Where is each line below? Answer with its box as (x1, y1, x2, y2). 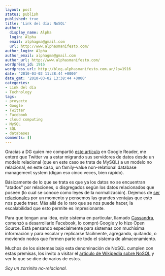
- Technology (5, 90, 32, 94)
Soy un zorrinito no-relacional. (5, 265, 67, 271)
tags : (5, 94, 16, 99)
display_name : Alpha (9, 30, 52, 35)
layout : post (5, 7, 32, 12)
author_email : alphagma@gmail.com (5, 53, 76, 58)
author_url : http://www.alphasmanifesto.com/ (5, 58, 100, 62)
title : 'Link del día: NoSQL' (5, 21, 67, 26)
